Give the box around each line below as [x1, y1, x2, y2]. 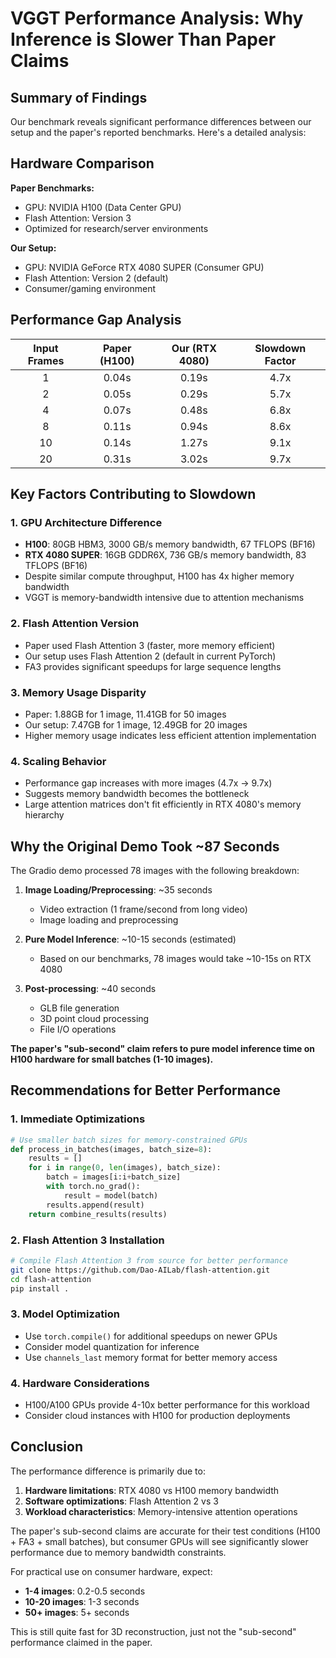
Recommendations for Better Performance [10, 1082, 282, 1099]
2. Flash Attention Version [10, 617, 140, 631]
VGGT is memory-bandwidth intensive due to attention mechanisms [24, 592, 305, 604]
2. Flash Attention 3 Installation [10, 1233, 165, 1247]
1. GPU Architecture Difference [10, 515, 163, 529]
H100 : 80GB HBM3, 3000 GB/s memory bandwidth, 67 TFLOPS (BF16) [24, 538, 316, 551]
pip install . [10, 1283, 70, 1294]
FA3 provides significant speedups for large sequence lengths [24, 660, 282, 672]
